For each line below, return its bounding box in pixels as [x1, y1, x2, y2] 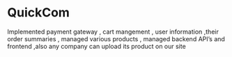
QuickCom [7, 5, 70, 21]
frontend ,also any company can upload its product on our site [7, 42, 186, 50]
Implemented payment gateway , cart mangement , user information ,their [7, 27, 219, 36]
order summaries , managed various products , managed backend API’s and [7, 34, 225, 43]
